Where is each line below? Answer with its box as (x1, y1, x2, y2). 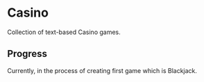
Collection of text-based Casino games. (7, 28, 121, 36)
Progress (7, 48, 47, 60)
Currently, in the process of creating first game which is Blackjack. (7, 66, 198, 74)
